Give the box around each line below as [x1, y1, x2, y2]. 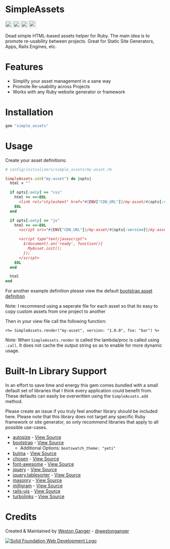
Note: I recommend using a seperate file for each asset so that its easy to [5, 303, 158, 309]
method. [5, 398, 23, 405]
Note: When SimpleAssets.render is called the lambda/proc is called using [5, 337, 159, 343]
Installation [5, 106, 54, 118]
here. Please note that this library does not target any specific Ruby [5, 414, 146, 420]
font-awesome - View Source [12, 461, 74, 467]
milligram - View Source [12, 483, 63, 489]
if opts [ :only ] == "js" [10, 218, 60, 223]
